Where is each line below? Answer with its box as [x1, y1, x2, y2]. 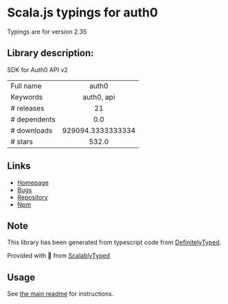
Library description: [7, 47, 94, 59]
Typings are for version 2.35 [7, 27, 87, 36]
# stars [10, 137, 33, 146]
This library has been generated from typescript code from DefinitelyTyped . [7, 238, 222, 246]
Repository [16, 193, 48, 201]
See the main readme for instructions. [7, 290, 114, 298]
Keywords [10, 92, 43, 102]
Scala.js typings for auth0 [7, 5, 158, 21]
